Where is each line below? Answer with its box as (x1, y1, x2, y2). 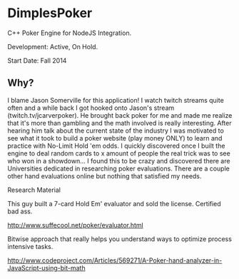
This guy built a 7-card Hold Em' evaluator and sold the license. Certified (7, 199, 221, 208)
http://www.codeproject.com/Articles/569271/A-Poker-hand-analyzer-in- (7, 255, 223, 265)
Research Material (7, 186, 61, 194)
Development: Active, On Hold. (7, 42, 98, 51)
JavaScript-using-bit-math (7, 263, 86, 272)
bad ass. (7, 207, 33, 215)
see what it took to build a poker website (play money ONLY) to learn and (7, 133, 223, 142)
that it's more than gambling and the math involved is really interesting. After (7, 118, 232, 127)
